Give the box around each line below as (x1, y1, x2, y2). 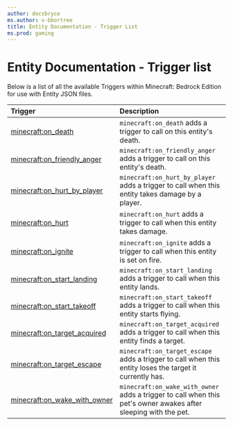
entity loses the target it (119, 363, 197, 372)
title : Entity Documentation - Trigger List (7, 23, 138, 30)
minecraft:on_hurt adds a (119, 209, 205, 219)
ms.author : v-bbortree (7, 17, 73, 24)
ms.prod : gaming (7, 29, 54, 37)
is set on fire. (119, 255, 162, 265)
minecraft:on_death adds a (119, 118, 208, 128)
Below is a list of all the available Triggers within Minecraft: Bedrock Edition (7, 83, 222, 91)
